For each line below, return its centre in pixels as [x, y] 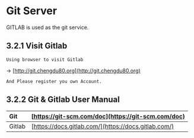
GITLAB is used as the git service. [47, 27]
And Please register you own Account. [54, 81]
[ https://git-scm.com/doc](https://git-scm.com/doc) [108, 116]
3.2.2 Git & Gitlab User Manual [63, 100]
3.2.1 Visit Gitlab [37, 46]
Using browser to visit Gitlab [45, 60]
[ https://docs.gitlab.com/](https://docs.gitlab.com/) [103, 126]
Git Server [32, 11]
